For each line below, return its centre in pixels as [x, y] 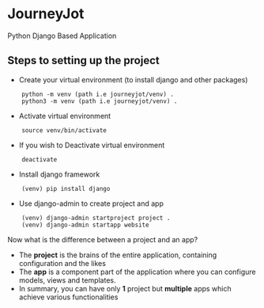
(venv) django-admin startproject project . [96, 218]
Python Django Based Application [62, 36]
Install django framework [59, 174]
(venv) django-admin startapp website [85, 225]
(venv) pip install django [66, 188]
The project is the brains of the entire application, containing [118, 255]
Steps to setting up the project [83, 61]
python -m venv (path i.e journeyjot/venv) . [98, 94]
